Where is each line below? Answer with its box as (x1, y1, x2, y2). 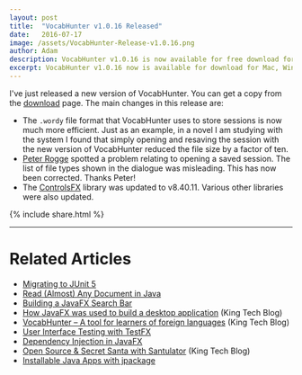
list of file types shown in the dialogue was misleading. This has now (22, 163, 277, 174)
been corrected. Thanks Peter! (22, 172, 137, 183)
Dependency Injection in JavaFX (22, 335, 143, 346)
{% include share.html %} (9, 209, 105, 219)
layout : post (9, 13, 58, 22)
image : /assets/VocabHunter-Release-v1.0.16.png (9, 38, 195, 48)
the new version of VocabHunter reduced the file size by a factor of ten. (22, 143, 289, 154)
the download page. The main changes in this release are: (9, 97, 225, 108)
